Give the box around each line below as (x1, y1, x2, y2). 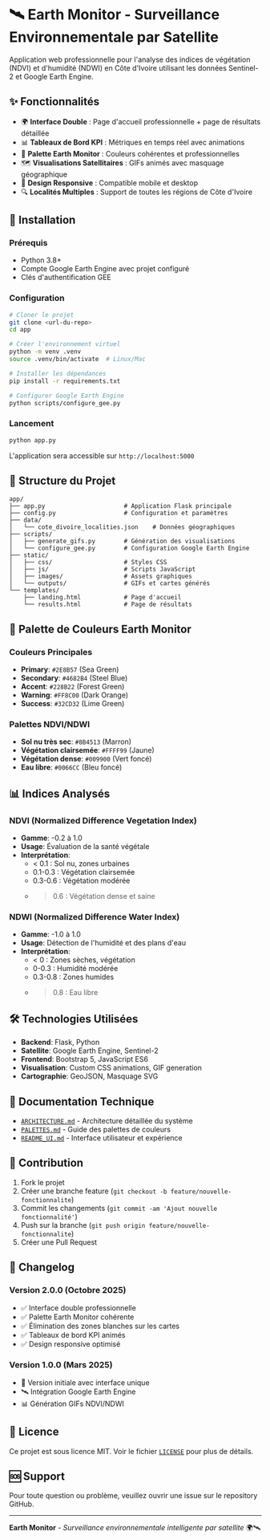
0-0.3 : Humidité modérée (32, 964, 119, 973)
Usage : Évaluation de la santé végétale (20, 842, 150, 851)
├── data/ (9, 516, 42, 525)
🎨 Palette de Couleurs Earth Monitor (9, 622, 191, 636)
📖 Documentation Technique (9, 1095, 155, 1108)
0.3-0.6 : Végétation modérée (32, 876, 131, 886)
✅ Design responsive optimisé (20, 1339, 121, 1348)
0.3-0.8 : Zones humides (32, 972, 115, 982)
